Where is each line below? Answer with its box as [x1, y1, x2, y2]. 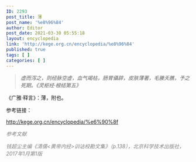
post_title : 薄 [6, 14, 42, 20]
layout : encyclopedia [6, 36, 59, 42]
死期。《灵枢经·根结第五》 [20, 81, 81, 88]
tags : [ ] [6, 52, 30, 58]
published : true [6, 47, 46, 53]
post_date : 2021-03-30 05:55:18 [6, 30, 85, 36]
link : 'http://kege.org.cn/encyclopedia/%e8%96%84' [6, 42, 135, 47]
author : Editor [6, 25, 43, 31]
